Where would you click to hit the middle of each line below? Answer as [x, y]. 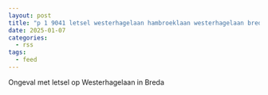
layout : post [30, 15]
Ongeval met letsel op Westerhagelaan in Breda [87, 82]
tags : [17, 52]
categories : [28, 38]
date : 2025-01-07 [37, 30]
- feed [26, 60]
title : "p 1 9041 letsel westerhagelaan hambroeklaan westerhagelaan [126, 23]
